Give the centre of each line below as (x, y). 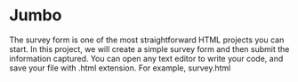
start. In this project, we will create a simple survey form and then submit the (149, 48)
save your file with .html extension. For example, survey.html (120, 68)
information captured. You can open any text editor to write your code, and (146, 58)
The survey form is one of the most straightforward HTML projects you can (147, 40)
